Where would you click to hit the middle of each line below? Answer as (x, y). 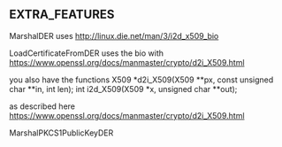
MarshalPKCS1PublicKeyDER (61, 133)
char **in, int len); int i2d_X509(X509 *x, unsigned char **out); (123, 89)
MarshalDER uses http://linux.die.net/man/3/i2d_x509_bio (114, 35)
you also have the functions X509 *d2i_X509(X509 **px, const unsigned (141, 80)
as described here (42, 106)
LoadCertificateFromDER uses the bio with (87, 53)
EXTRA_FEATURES (62, 15)
